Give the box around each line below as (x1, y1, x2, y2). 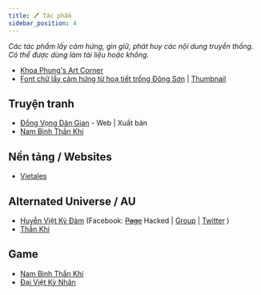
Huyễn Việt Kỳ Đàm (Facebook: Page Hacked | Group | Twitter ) (19, 216, 230, 225)
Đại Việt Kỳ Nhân (19, 277, 76, 287)
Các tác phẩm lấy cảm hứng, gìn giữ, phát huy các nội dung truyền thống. (8, 41, 254, 51)
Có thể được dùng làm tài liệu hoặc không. (8, 50, 150, 59)
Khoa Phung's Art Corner (19, 65, 104, 75)
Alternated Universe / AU (8, 194, 136, 208)
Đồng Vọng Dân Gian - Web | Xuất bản (19, 118, 148, 128)
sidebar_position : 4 (8, 19, 78, 27)
